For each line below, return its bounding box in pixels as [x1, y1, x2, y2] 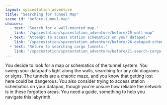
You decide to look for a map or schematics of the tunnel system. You [5, 62, 148, 68]
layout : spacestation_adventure [5, 7, 72, 12]
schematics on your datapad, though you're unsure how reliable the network [5, 83, 162, 89]
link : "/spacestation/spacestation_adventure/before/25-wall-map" [14, 30, 155, 35]
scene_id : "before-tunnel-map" [5, 16, 70, 21]
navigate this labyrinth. [5, 94, 52, 100]
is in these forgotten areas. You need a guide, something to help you [5, 89, 145, 95]
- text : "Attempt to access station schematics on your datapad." [9, 35, 150, 40]
